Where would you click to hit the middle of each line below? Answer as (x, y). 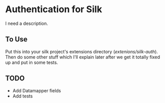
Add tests (23, 96)
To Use (16, 39)
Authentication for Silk (54, 9)
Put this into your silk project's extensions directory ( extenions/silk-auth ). (82, 51)
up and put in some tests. (32, 62)
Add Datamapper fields (37, 90)
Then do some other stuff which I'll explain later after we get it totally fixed (83, 57)
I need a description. (27, 23)
